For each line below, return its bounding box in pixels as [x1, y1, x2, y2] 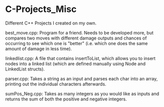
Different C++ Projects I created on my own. [5, 20, 97, 26]
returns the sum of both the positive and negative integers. [5, 96, 127, 102]
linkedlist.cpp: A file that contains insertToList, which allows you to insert [5, 55, 156, 61]
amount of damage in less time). [5, 45, 72, 51]
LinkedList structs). [5, 66, 45, 72]
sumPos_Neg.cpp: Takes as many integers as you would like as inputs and [5, 90, 159, 96]
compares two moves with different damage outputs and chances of [5, 35, 147, 41]
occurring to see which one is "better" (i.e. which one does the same [5, 40, 148, 46]
